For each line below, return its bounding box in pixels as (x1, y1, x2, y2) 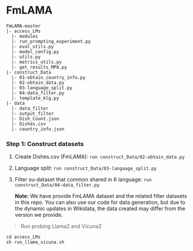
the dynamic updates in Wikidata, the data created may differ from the (14, 205, 186, 212)
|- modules (11, 33, 38, 39)
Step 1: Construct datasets (6, 140, 84, 148)
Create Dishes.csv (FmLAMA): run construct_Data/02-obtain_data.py (14, 153, 185, 160)
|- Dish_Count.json (11, 115, 60, 121)
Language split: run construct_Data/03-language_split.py (14, 164, 157, 171)
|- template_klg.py (11, 95, 60, 101)
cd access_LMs (6, 234, 41, 240)
